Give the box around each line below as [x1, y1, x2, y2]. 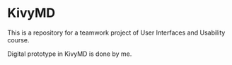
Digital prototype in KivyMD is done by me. [7, 49, 132, 58]
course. [7, 35, 30, 44]
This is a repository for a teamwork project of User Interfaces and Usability [7, 28, 226, 37]
